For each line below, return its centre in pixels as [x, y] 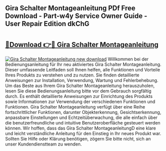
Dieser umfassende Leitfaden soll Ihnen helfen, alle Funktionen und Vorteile [83, 70]
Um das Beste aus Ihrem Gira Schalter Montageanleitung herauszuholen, [80, 85]
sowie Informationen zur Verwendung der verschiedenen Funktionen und [80, 101]
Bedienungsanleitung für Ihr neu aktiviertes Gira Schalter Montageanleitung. [83, 64]
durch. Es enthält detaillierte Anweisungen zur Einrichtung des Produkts [79, 96]
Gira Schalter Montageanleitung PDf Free [70, 8]
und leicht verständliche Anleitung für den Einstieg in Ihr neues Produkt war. [83, 133]
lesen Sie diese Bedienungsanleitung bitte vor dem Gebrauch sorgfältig [78, 91]
